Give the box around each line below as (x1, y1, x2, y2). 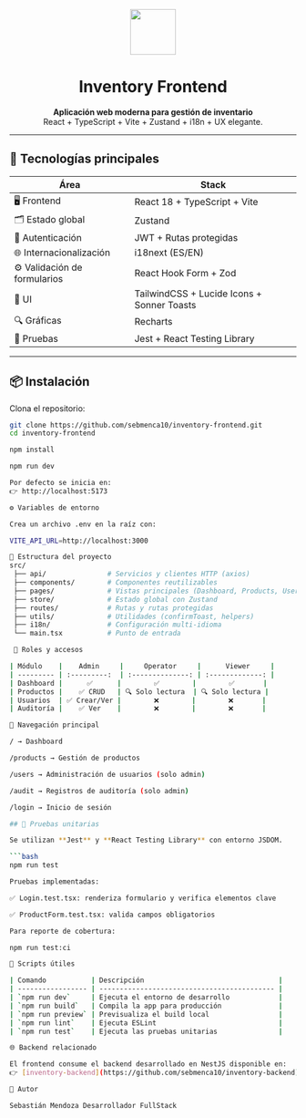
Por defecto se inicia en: (9, 479, 112, 488)
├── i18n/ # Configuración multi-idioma (13, 620, 222, 629)
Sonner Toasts (134, 298, 197, 311)
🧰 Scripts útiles (9, 959, 76, 968)
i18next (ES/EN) (134, 246, 204, 259)
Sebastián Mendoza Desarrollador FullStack (9, 1101, 178, 1110)
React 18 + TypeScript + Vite (134, 196, 259, 209)
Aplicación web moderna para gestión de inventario (53, 106, 253, 118)
